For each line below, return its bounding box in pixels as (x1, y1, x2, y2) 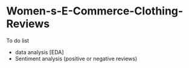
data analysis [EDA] (14, 48, 65, 55)
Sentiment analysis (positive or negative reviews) (14, 55, 138, 62)
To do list (6, 37, 29, 44)
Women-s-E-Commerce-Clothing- (6, 4, 184, 18)
